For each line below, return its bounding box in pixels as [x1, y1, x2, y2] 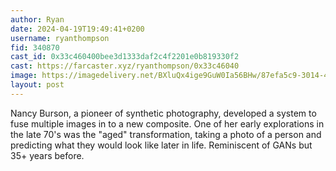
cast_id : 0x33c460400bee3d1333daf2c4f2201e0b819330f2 [10, 52, 240, 62]
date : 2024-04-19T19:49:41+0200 [10, 24, 145, 34]
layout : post [10, 80, 65, 90]
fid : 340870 [10, 42, 60, 53]
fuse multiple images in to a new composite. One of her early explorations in [10, 117, 325, 130]
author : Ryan [10, 14, 65, 25]
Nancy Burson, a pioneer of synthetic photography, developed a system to [10, 107, 317, 119]
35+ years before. [10, 149, 85, 161]
